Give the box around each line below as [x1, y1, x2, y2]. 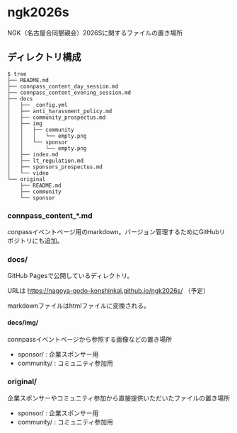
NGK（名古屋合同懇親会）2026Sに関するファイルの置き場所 [7, 28, 183, 37]
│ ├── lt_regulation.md [7, 157, 83, 164]
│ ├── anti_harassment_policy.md [7, 108, 112, 115]
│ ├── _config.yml [7, 101, 69, 108]
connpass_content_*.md [7, 210, 93, 220]
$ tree [7, 70, 27, 78]
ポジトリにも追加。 [7, 236, 64, 245]
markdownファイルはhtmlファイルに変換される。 [7, 301, 150, 310]
